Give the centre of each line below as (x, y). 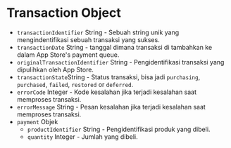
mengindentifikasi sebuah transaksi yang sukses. (88, 39)
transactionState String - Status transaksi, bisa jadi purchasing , (108, 77)
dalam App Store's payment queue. (68, 55)
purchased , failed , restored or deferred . (75, 84)
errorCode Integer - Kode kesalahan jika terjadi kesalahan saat (107, 92)
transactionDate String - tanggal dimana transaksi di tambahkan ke (114, 47)
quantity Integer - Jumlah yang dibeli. (82, 136)
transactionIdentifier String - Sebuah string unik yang (98, 32)
